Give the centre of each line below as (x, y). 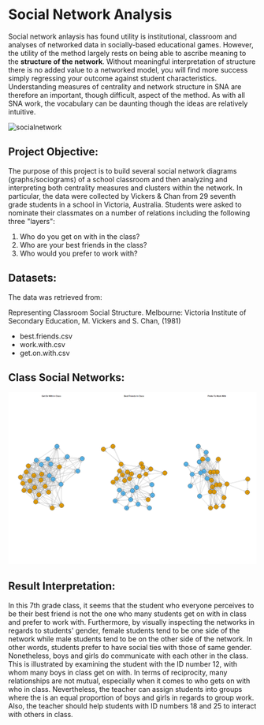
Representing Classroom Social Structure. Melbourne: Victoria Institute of (127, 312)
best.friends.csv (46, 336)
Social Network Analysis (90, 15)
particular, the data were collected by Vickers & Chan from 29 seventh (122, 196)
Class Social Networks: (67, 377)
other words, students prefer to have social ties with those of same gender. (130, 647)
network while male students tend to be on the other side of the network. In (131, 639)
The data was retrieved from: (55, 297)
